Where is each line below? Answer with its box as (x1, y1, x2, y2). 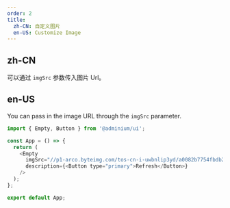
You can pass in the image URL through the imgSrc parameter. (7, 112, 181, 120)
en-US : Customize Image (13, 29, 81, 36)
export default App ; (7, 194, 66, 201)
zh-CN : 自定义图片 (13, 23, 60, 29)
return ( (13, 144, 38, 151)
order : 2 (7, 10, 32, 17)
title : (7, 16, 26, 23)
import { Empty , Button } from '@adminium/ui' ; (7, 125, 146, 132)
